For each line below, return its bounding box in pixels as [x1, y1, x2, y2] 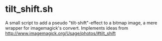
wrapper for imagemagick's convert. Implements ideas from [5, 25, 129, 31]
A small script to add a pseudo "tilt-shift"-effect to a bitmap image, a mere [5, 20, 158, 26]
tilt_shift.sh [5, 3, 53, 15]
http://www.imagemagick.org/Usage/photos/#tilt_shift [5, 30, 116, 36]
